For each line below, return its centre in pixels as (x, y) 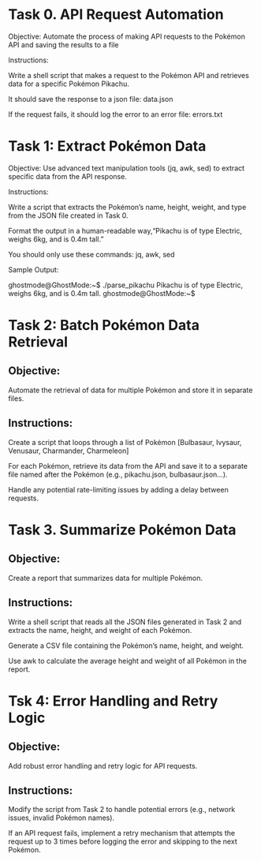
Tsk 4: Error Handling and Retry (113, 701)
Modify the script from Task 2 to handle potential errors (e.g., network (122, 810)
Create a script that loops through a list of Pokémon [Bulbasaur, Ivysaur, (125, 442)
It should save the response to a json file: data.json (91, 99)
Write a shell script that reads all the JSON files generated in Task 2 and (125, 622)
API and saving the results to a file (63, 44)
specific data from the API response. (68, 176)
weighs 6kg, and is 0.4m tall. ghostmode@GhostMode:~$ (102, 293)
